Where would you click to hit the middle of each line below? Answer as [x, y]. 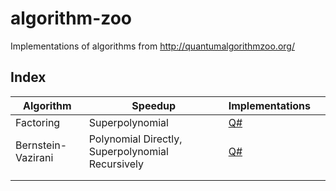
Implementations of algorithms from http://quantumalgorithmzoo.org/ [152, 46]
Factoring [38, 122]
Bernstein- [41, 145]
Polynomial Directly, [135, 139]
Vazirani [34, 157]
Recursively [116, 164]
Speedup [154, 105]
